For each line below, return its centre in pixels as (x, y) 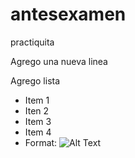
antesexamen (68, 14)
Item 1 (37, 100)
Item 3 (38, 121)
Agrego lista (35, 80)
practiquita (32, 42)
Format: (41, 142)
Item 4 (38, 132)
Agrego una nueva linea (59, 61)
